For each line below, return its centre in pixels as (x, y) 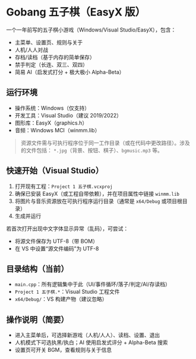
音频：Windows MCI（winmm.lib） (57, 130)
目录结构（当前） (37, 269)
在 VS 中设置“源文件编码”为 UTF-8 (57, 248)
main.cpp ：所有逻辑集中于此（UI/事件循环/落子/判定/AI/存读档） (92, 284)
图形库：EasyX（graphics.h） (51, 123)
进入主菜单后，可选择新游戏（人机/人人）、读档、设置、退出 (87, 335)
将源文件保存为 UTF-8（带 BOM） (56, 241)
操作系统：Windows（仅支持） (52, 108)
